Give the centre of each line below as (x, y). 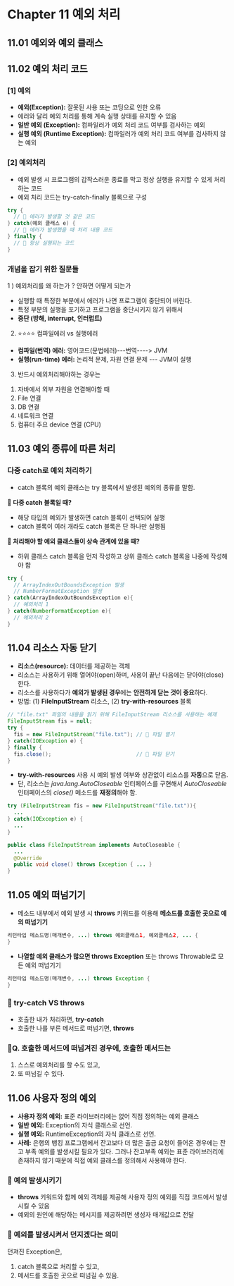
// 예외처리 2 (31, 618)
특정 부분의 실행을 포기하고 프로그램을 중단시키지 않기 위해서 (100, 309)
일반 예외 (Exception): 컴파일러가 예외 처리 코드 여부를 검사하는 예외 (111, 125)
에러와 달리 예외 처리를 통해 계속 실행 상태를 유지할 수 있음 (97, 116)
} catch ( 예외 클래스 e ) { (41, 223)
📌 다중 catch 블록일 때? (40, 502)
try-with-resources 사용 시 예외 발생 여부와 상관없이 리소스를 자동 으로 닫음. (123, 775)
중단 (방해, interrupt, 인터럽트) (60, 318)
